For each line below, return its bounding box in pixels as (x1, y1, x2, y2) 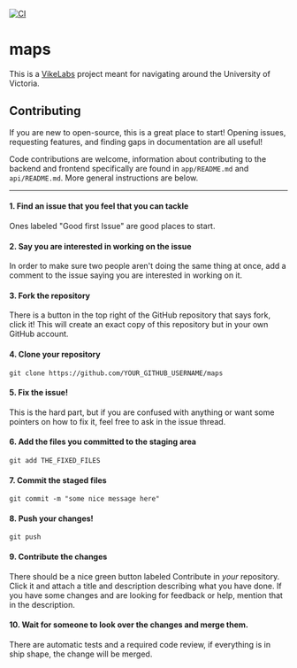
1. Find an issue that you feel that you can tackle (9, 201, 189, 211)
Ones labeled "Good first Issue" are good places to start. (9, 220, 216, 231)
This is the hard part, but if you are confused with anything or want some (9, 407, 275, 418)
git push (9, 533, 42, 541)
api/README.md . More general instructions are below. (9, 173, 199, 183)
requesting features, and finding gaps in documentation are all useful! (9, 136, 263, 147)
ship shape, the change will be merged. (9, 649, 153, 659)
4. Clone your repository (9, 349, 101, 359)
